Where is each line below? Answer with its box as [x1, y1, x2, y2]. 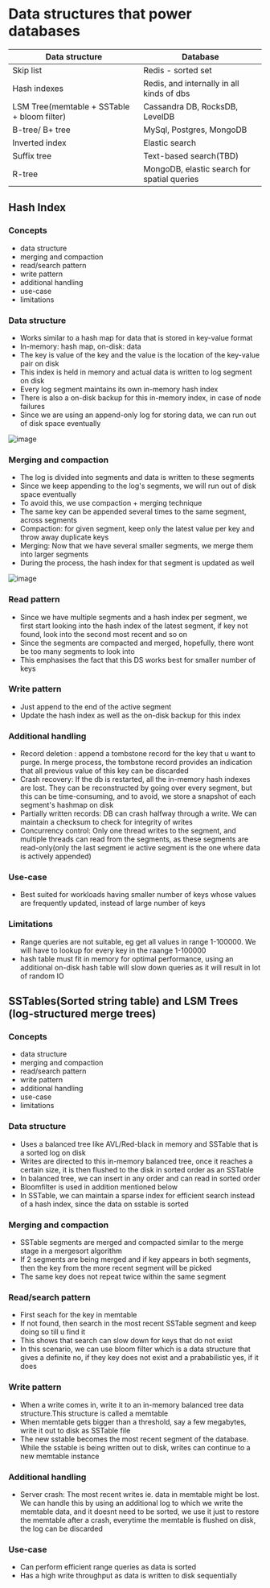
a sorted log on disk [19, 1148, 86, 1157]
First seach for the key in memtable [19, 1310, 137, 1320]
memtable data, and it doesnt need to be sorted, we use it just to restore [19, 1507, 260, 1516]
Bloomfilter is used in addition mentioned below [19, 1181, 178, 1192]
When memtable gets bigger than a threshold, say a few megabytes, [19, 1416, 247, 1426]
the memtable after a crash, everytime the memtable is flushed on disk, [19, 1515, 256, 1524]
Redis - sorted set [143, 64, 212, 76]
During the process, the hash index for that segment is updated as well [19, 558, 255, 568]
